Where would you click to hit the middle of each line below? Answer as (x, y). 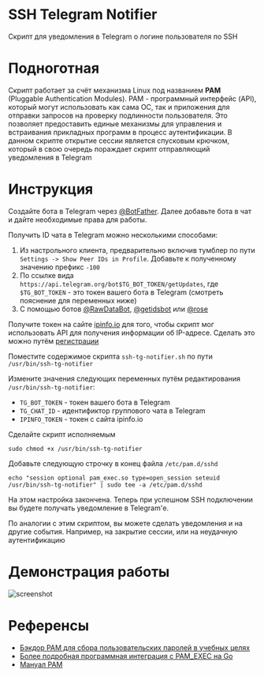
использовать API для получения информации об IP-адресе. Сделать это (132, 333)
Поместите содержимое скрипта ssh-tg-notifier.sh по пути (110, 356)
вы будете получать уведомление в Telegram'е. (89, 508)
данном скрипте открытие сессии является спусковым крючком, (119, 141)
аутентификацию (37, 540)
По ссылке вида (46, 275)
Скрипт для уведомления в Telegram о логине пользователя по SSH (123, 36)
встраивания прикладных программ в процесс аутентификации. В (120, 132)
